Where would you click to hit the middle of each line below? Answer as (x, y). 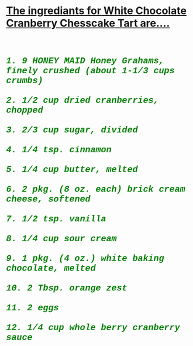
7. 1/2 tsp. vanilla (56, 219)
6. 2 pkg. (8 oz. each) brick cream (96, 189)
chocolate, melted (51, 268)
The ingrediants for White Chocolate (96, 11)
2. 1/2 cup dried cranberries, (82, 100)
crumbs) (25, 80)
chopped (25, 110)
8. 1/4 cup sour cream (61, 239)
